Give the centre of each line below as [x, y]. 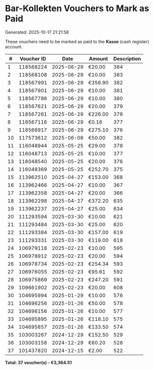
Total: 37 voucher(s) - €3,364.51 [38, 362]
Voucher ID [33, 59]
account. [14, 47]
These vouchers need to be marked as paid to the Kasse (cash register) [77, 41]
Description [127, 59]
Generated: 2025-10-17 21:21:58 [37, 32]
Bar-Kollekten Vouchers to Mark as [77, 8]
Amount [99, 59]
